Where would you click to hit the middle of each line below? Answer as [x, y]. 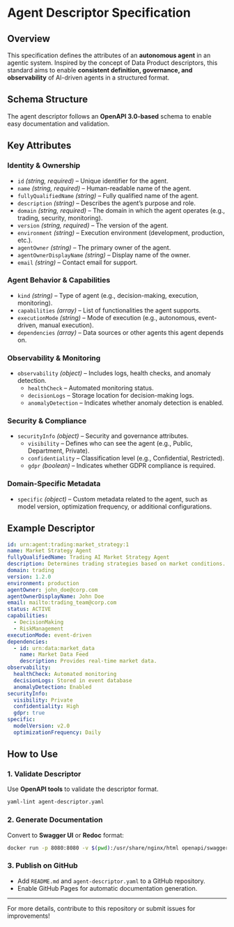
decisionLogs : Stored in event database [73, 680]
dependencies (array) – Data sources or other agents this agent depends [120, 332]
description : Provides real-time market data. [88, 661]
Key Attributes [39, 145]
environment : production [43, 583]
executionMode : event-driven [49, 635]
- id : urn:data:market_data [54, 648]
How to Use [33, 754]
